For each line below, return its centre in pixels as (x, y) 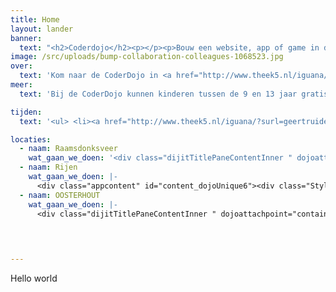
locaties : (31, 139)
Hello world (34, 278)
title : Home (35, 19)
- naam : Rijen (48, 167)
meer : (21, 85)
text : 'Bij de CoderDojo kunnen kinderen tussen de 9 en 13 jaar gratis (174, 94)
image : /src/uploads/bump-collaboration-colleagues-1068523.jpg (147, 57)
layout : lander (42, 29)
